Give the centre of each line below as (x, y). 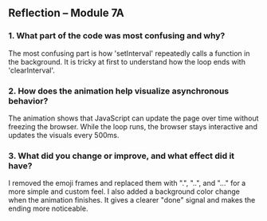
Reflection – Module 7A (67, 13)
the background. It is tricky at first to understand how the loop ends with (127, 61)
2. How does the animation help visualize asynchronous (119, 91)
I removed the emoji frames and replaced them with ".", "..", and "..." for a (127, 184)
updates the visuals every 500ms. (64, 135)
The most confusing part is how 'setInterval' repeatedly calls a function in (129, 53)
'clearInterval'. (32, 70)
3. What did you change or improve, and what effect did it (122, 156)
